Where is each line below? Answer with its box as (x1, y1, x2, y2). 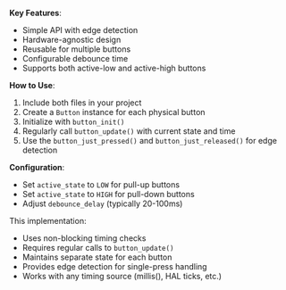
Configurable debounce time (21, 54, 129, 63)
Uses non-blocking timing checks (21, 233, 147, 244)
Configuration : (9, 162, 65, 172)
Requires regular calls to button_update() (21, 243, 174, 253)
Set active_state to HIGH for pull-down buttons (21, 189, 195, 199)
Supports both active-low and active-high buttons (21, 62, 206, 73)
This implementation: (9, 216, 87, 226)
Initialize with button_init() (21, 116, 125, 127)
